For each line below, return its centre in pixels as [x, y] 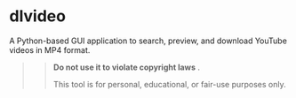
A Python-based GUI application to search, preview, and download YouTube [148, 41]
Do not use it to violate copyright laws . [127, 67]
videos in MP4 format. [50, 49]
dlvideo [38, 16]
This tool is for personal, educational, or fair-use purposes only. [169, 84]
